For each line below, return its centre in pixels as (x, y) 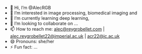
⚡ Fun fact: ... (24, 47)
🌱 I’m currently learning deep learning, (49, 18)
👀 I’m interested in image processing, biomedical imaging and (74, 13)
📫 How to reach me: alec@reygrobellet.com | (57, 29)
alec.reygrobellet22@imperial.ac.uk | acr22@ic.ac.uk (65, 36)
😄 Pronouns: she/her (32, 41)
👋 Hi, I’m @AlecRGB (30, 8)
